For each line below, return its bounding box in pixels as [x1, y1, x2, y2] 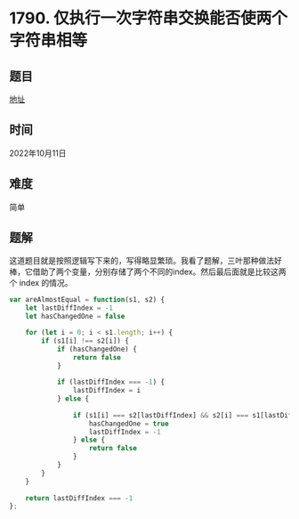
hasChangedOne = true [88, 419, 169, 428]
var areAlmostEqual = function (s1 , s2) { [9, 296, 166, 304]
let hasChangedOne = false [25, 312, 125, 321]
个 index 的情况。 [9, 278, 73, 288]
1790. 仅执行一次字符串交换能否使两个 [9, 8, 287, 28]
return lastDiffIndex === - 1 [25, 493, 133, 503]
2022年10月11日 [9, 148, 67, 158]
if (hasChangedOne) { [56, 345, 138, 353]
